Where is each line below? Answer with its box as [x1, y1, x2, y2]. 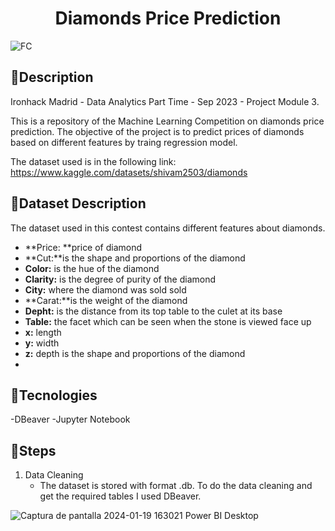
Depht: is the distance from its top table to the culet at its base [24, 305, 283, 317]
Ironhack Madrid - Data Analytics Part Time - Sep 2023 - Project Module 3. [10, 95, 320, 107]
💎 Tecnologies [10, 387, 98, 404]
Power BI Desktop [184, 510, 259, 522]
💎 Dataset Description [10, 195, 147, 212]
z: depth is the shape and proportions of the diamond [24, 347, 246, 359]
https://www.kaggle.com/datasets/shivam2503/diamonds [10, 166, 248, 178]
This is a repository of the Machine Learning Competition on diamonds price [10, 115, 325, 127]
